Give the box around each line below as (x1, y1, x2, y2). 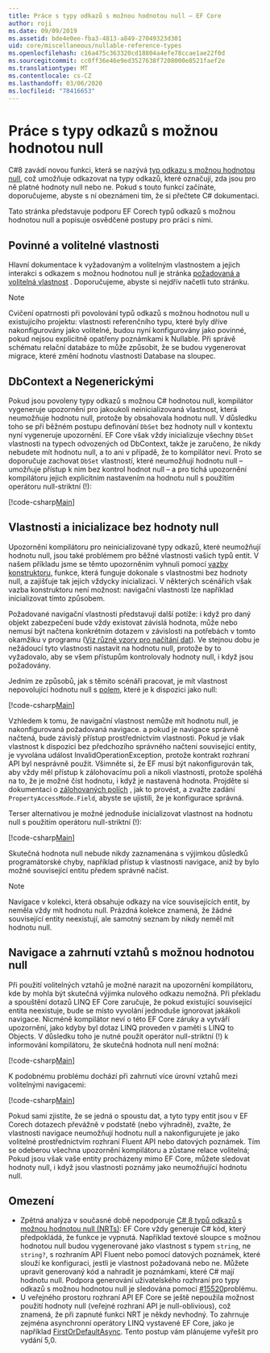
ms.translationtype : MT (8, 65, 89, 73)
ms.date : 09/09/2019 (8, 27, 78, 35)
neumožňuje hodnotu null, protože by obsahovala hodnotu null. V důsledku (8, 413, 257, 423)
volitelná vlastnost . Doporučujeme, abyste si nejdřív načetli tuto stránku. (8, 277, 250, 287)
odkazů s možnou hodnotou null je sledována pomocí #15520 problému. (19, 1284, 258, 1294)
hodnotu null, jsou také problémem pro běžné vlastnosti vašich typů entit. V (8, 550, 260, 560)
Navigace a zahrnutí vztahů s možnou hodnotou (8, 946, 255, 960)
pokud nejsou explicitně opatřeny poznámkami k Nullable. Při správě (8, 334, 236, 343)
